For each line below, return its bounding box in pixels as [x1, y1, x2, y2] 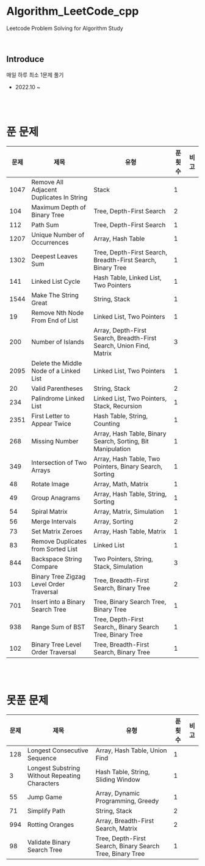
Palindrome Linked [31, 394, 85, 402]
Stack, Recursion [93, 402, 142, 410]
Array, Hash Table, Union [95, 746, 167, 755]
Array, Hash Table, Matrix [93, 527, 167, 536]
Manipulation [93, 445, 131, 453]
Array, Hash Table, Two [93, 454, 160, 463]
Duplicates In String [31, 193, 88, 201]
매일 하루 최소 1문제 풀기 [6, 71, 64, 78]
